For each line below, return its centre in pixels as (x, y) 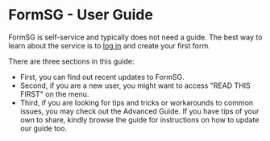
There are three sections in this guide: (71, 61)
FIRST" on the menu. (54, 93)
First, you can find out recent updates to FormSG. (102, 77)
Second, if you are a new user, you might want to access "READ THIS (135, 85)
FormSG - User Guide (81, 15)
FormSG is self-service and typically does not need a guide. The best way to (135, 37)
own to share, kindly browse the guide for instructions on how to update (139, 119)
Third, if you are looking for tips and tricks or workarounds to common (137, 102)
